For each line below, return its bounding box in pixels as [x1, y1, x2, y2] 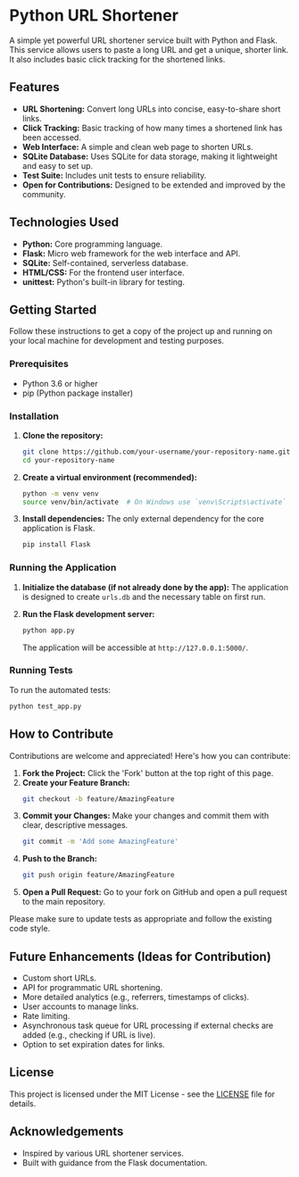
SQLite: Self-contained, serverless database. [21, 257, 189, 268]
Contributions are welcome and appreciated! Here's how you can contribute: [9, 750, 291, 761]
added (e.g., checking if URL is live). [21, 1029, 156, 1040]
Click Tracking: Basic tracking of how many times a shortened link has [21, 122, 283, 133]
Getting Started [9, 302, 97, 317]
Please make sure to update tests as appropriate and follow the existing [9, 914, 272, 924]
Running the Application [9, 562, 117, 574]
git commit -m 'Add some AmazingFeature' [21, 837, 179, 847]
